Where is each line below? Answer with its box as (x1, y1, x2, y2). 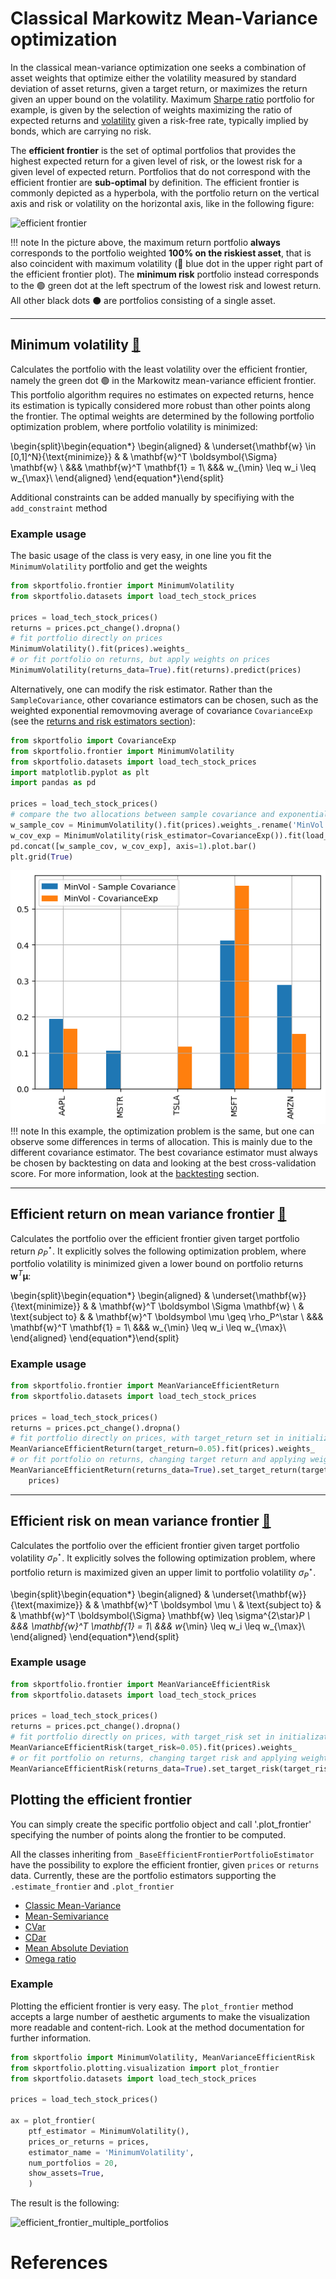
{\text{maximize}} (10, 1598, 83, 1611)
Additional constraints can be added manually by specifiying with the (10, 491, 295, 503)
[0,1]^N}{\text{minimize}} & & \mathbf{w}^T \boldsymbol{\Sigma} (10, 450, 278, 462)
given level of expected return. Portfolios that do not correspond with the (10, 165, 311, 177)
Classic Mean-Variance (24, 1899, 122, 1911)
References (10, 2252, 108, 2274)
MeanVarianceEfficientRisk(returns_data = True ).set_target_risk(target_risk (10, 1763, 333, 1774)
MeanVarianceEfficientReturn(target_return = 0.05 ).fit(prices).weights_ (10, 1444, 315, 1454)
